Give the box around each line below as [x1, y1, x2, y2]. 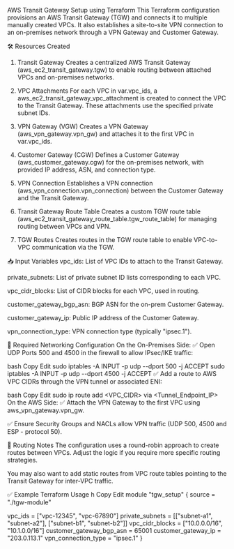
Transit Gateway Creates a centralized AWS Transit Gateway [17, 59, 191, 66]
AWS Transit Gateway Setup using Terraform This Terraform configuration [7, 6, 220, 14]
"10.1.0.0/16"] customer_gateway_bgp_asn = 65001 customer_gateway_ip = [7, 527, 221, 534]
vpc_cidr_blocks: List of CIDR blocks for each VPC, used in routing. [7, 287, 200, 295]
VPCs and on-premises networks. [17, 73, 115, 81]
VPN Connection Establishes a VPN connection [17, 179, 153, 187]
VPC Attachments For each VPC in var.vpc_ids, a [17, 87, 158, 95]
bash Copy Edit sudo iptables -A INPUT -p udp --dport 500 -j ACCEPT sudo [7, 362, 225, 370]
